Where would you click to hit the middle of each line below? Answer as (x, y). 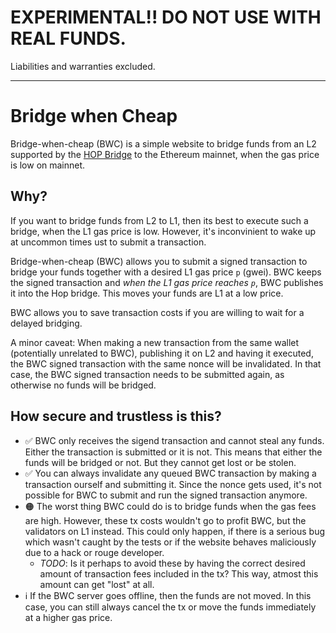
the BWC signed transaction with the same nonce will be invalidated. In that (166, 363)
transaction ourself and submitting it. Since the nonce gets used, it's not (173, 484)
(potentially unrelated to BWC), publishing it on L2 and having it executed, (162, 353)
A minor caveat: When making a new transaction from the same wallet (155, 342)
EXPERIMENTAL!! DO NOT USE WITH (166, 17)
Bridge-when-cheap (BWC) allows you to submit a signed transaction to (159, 261)
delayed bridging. (46, 323)
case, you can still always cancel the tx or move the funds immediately (170, 607)
